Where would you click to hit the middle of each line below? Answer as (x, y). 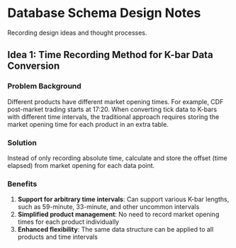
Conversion (34, 66)
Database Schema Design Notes (104, 13)
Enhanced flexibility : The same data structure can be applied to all (116, 230)
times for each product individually (68, 222)
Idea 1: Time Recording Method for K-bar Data (111, 55)
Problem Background (44, 86)
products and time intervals (57, 237)
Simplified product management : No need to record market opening (118, 215)
